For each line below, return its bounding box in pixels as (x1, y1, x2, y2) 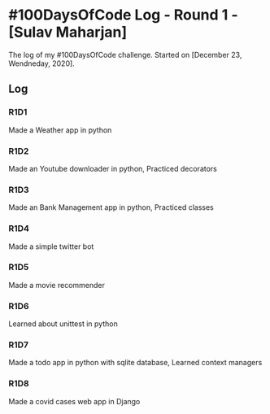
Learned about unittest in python (8, 319, 118, 329)
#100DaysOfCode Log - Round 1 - (8, 6, 238, 24)
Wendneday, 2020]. (8, 59, 75, 68)
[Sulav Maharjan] (8, 23, 128, 41)
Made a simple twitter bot (8, 242, 94, 251)
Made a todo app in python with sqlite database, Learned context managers (8, 358, 263, 368)
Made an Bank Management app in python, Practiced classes (8, 203, 214, 212)
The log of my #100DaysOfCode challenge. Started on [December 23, (8, 50, 242, 59)
